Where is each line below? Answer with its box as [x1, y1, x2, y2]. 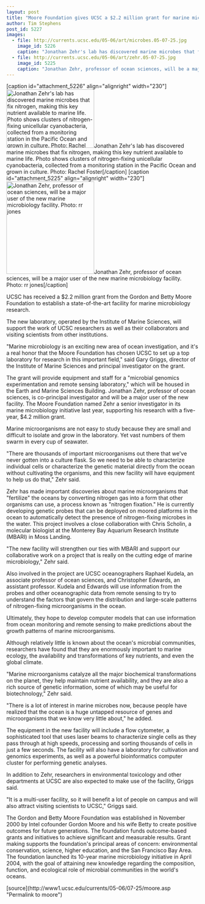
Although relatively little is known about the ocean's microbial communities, [6, 639, 196, 647]
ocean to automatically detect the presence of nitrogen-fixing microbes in [6, 514, 192, 521]
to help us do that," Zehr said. [6, 476, 81, 483]
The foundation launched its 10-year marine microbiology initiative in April [6, 853, 192, 861]
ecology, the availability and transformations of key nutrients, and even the [6, 652, 194, 659]
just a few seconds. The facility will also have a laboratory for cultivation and [6, 746, 199, 754]
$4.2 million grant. [20, 413, 66, 421]
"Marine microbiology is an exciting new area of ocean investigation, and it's [6, 343, 198, 350]
